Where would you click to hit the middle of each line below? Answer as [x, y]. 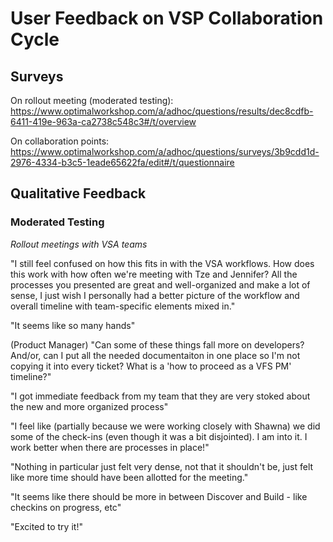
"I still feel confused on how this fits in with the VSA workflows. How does [162, 263]
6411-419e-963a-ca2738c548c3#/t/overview [103, 121]
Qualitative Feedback [78, 193]
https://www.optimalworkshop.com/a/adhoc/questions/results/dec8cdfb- [162, 111]
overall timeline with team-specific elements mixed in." [123, 306]
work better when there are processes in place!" [110, 447]
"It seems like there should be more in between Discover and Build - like [159, 496]
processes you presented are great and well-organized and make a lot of [160, 284]
